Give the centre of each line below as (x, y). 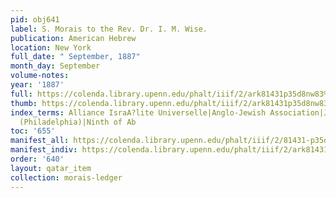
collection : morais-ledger (66, 177)
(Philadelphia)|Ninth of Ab (78, 122)
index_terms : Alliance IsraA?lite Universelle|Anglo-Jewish (138, 112)
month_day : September (55, 66)
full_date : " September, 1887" (75, 57)
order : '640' (37, 159)
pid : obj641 (35, 19)
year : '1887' (37, 85)
